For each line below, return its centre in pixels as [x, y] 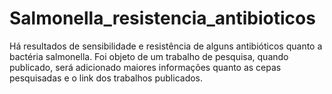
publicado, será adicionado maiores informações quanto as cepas [145, 67]
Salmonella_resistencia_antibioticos [162, 18]
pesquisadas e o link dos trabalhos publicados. [106, 78]
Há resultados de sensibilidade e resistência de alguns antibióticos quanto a [166, 46]
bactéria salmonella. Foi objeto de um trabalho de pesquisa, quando [149, 56]
